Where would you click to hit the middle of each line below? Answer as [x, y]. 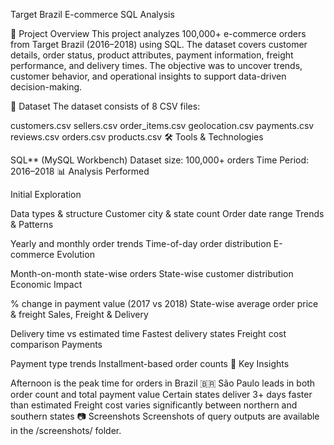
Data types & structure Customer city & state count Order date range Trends [167, 213]
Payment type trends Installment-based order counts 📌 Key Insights [150, 363]
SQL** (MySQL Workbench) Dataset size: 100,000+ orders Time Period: [160, 160]
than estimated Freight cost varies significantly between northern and [154, 405]
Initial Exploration [46, 194]
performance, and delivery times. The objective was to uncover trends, [156, 65]
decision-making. [46, 87]
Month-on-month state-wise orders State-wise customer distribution [152, 273]
